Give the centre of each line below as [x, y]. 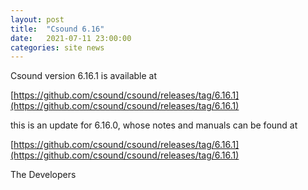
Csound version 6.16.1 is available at [84, 76]
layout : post [37, 19]
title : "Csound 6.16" [57, 29]
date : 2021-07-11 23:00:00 [71, 38]
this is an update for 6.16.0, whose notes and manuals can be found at [154, 125]
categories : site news [57, 47]
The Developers [43, 175]
